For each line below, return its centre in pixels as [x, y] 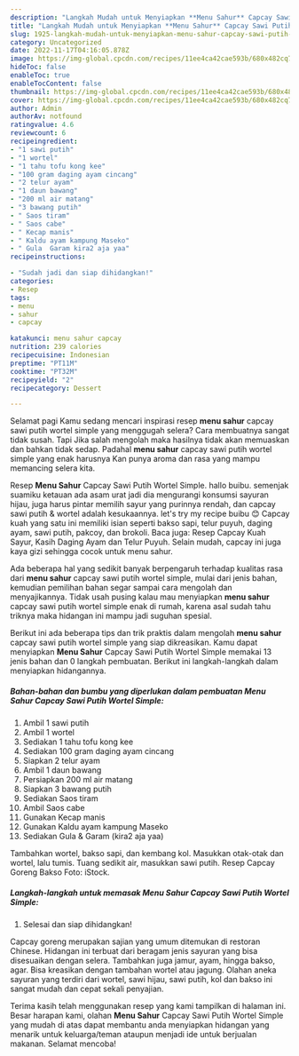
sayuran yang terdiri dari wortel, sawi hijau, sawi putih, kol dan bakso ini [142, 980]
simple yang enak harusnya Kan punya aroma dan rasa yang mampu [135, 459]
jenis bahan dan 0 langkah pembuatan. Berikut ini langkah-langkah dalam [144, 662]
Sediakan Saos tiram [60, 798]
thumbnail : [30, 91]
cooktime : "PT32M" [44, 371]
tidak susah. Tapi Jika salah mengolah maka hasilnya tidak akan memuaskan [149, 440]
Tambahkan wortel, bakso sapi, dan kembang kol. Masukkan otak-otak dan [147, 854]
